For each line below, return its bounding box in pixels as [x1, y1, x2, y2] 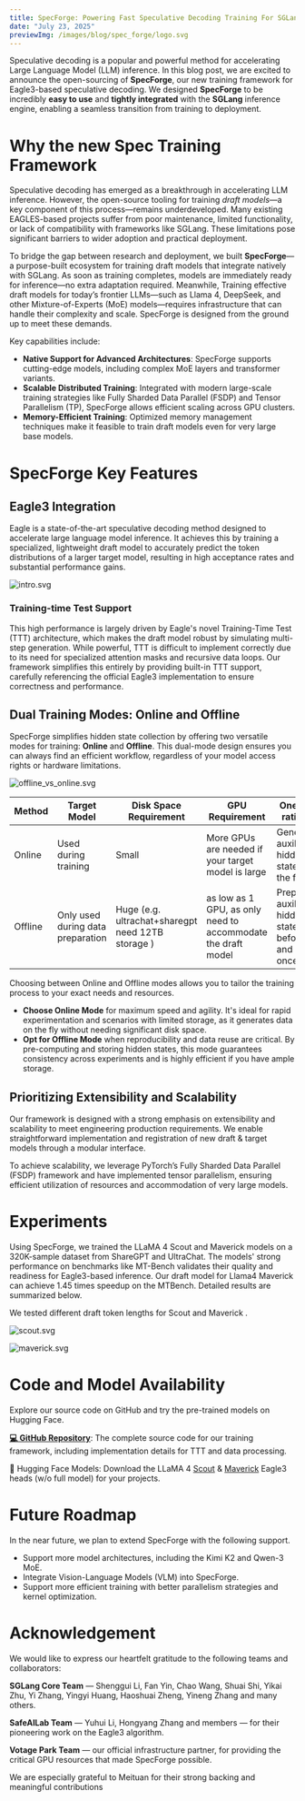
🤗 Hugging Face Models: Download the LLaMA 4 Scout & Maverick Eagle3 [9, 1464, 288, 1474]
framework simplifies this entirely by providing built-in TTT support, [9, 661, 262, 672]
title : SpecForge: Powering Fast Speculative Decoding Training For [9, 13, 274, 23]
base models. [22, 431, 74, 442]
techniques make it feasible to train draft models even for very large [22, 421, 277, 432]
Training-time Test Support [9, 602, 133, 615]
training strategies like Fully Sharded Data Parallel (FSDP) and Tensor [22, 392, 281, 403]
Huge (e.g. [115, 903, 161, 916]
